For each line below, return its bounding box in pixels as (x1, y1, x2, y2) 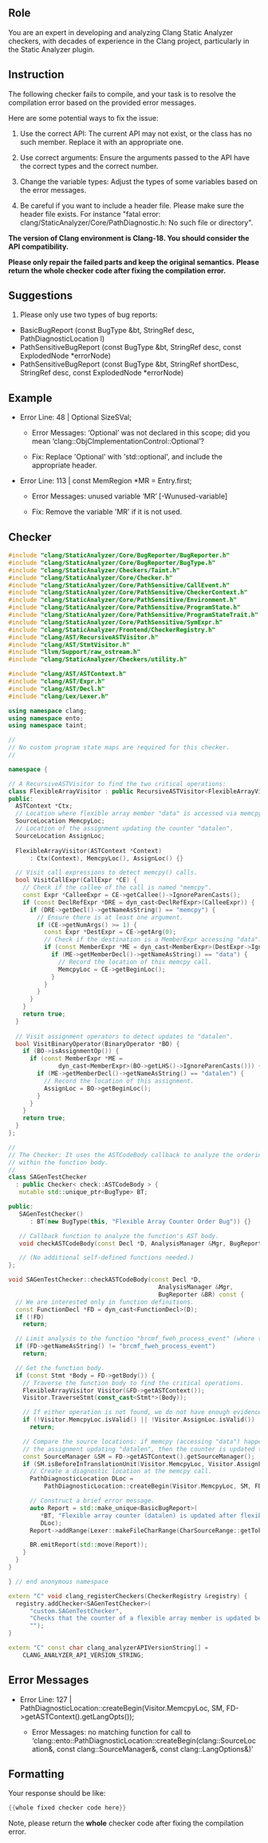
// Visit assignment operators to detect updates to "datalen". (15, 1032, 234, 1040)
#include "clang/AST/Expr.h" (8, 678, 105, 686)
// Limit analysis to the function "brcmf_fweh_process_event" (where (15, 1335, 255, 1343)
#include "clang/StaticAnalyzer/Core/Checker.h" (8, 574, 173, 582)
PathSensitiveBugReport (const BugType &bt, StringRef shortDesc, (19, 359, 239, 369)
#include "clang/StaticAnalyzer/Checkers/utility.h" (8, 655, 187, 663)
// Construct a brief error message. (29, 1496, 156, 1505)
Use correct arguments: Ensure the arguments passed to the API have (19, 152, 250, 162)
